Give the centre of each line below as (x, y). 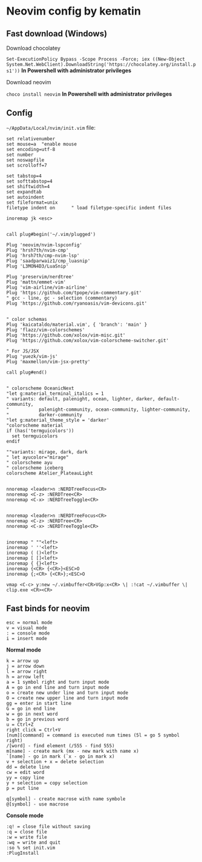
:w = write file (27, 837)
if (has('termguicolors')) (40, 431)
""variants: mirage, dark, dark (47, 452)
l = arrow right (27, 672)
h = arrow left (25, 677)
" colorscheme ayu (29, 462)
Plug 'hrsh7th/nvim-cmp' (37, 250)
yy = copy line (25, 778)
